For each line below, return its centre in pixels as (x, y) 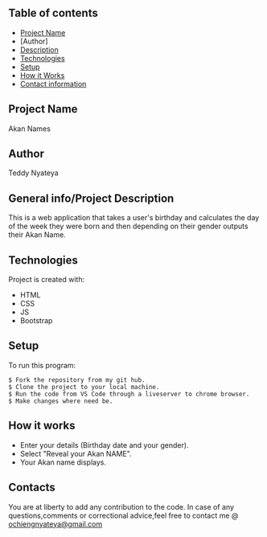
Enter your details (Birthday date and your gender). (104, 445)
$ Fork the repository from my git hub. (77, 380)
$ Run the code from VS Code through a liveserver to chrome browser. (129, 394)
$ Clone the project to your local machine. (84, 387)
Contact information (53, 84)
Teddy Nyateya (33, 173)
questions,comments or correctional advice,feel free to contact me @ (123, 515)
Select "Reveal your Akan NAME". (76, 453)
